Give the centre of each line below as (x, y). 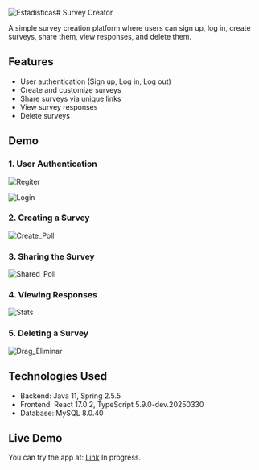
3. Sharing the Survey (51, 256)
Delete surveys (45, 115)
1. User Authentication (53, 164)
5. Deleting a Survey (49, 333)
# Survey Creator (84, 12)
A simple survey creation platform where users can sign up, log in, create (129, 28)
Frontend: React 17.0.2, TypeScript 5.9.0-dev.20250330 (112, 404)
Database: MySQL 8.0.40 (62, 413)
